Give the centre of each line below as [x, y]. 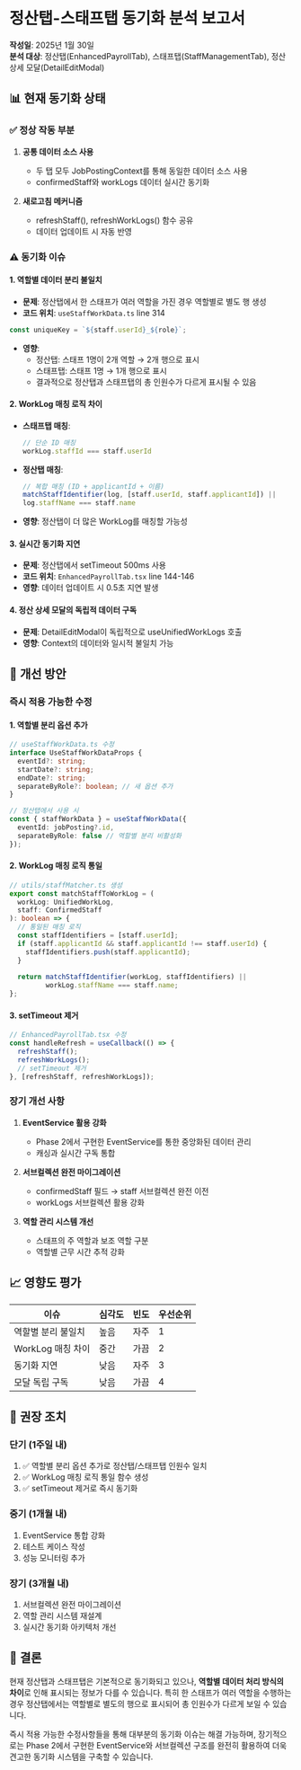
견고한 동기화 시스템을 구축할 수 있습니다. [81, 1757]
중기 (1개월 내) [38, 1514]
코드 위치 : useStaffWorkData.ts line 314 [94, 313]
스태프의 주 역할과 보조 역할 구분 [92, 1240]
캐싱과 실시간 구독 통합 [75, 1153]
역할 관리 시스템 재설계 [62, 1615]
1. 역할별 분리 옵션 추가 [49, 725]
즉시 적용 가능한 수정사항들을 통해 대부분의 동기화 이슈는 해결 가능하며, [133, 1734]
